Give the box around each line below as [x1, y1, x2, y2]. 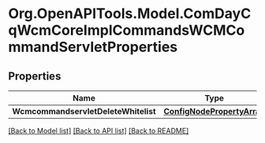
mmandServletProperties [8, 38, 178, 56]
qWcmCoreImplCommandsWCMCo [8, 21, 245, 39]
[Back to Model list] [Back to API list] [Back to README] [8, 126, 189, 135]
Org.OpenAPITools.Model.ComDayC [8, 5, 252, 23]
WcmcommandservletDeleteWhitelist [12, 106, 156, 116]
